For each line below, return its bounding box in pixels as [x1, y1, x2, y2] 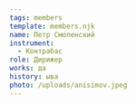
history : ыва [9, 72, 59, 81]
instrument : [9, 38, 54, 48]
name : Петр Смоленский [9, 30, 95, 39]
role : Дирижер [9, 55, 63, 64]
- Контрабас [17, 47, 63, 56]
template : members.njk [9, 22, 95, 31]
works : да [9, 64, 47, 73]
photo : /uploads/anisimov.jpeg [9, 80, 128, 90]
